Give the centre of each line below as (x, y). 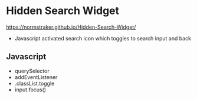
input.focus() (30, 90)
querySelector (32, 71)
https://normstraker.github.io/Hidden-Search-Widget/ (71, 27)
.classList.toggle (35, 83)
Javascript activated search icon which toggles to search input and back (103, 38)
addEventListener (36, 77)
